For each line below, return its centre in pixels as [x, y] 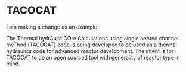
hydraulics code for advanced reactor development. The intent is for [90, 51]
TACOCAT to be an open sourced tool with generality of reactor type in [93, 57]
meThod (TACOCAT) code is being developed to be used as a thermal [92, 45]
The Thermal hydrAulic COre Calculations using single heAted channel [92, 38]
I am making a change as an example [52, 27]
